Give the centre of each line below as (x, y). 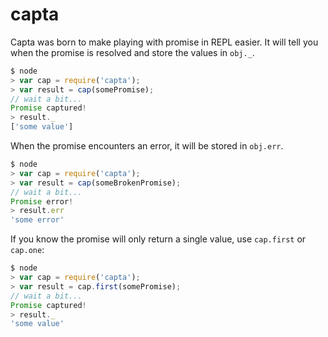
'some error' (37, 220)
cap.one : (27, 250)
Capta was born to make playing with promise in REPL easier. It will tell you (164, 42)
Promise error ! (42, 201)
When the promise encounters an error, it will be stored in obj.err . (147, 146)
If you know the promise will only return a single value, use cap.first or (158, 239)
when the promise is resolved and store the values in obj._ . (132, 52)
